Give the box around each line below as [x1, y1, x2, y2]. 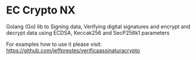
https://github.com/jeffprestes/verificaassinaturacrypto [6, 46, 141, 54]
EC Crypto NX [6, 4, 76, 17]
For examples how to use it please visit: [6, 41, 102, 48]
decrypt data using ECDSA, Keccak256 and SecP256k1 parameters [6, 29, 170, 36]
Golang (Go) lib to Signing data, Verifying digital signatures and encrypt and [6, 23, 191, 30]
